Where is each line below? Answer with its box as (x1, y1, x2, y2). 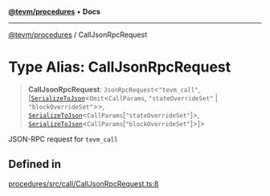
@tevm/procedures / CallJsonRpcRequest (8, 30, 148, 39)
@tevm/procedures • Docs (8, 7, 100, 16)
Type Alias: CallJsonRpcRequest (8, 58, 231, 76)
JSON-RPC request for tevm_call (8, 134, 118, 144)
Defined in (8, 157, 62, 171)
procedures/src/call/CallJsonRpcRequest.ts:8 (8, 178, 159, 188)
